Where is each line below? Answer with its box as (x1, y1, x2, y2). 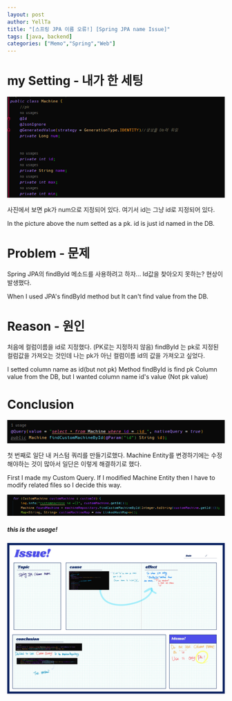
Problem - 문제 (7, 246, 90, 262)
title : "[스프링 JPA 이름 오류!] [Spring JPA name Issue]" (7, 26, 171, 32)
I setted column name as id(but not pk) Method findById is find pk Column (7, 365, 217, 373)
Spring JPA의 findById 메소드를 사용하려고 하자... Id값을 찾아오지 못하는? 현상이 (7, 269, 223, 278)
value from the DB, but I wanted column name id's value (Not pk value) (7, 372, 209, 381)
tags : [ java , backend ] (7, 33, 72, 40)
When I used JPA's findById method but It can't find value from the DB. (7, 292, 209, 300)
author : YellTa (7, 18, 51, 26)
